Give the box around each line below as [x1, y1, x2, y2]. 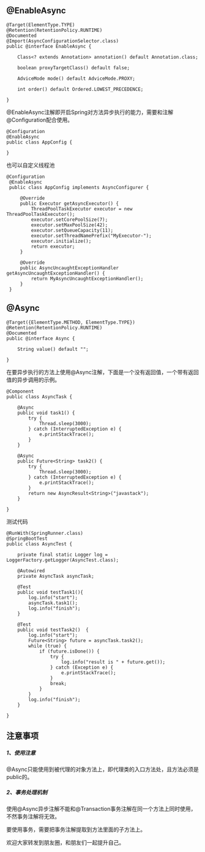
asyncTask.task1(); [28, 600, 78, 606]
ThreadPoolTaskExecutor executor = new [31, 205, 133, 212]
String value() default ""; [17, 346, 89, 352]
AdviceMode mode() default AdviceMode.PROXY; [17, 75, 136, 82]
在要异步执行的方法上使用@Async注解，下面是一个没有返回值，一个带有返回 [6, 368, 199, 375]
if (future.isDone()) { [39, 648, 100, 654]
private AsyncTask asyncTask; [17, 573, 95, 579]
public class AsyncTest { [6, 540, 72, 547]
